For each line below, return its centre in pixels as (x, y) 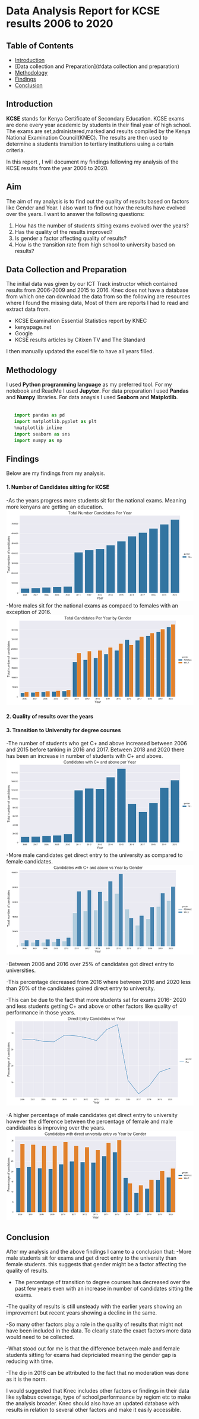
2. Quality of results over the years (50, 717)
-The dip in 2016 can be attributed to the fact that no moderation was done (97, 1373)
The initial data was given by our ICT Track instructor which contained (92, 284)
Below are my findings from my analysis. (56, 473)
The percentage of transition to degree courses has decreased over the (102, 1282)
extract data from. (28, 309)
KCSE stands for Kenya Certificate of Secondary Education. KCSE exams (95, 118)
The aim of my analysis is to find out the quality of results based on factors (98, 201)
